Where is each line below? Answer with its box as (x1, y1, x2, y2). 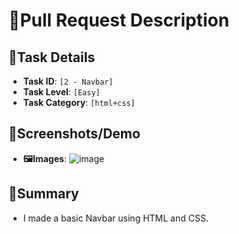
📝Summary (8, 185, 80, 203)
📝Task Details (8, 49, 96, 66)
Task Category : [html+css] (22, 97, 136, 108)
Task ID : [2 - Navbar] (22, 75, 114, 87)
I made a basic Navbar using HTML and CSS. (22, 212, 209, 224)
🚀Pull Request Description (8, 9, 230, 32)
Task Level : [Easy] (22, 86, 101, 98)
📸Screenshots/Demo (8, 125, 141, 143)
